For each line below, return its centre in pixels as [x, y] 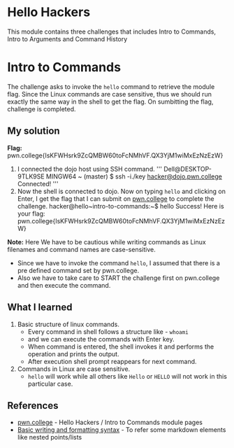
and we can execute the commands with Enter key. [101, 339]
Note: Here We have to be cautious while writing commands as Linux [107, 241]
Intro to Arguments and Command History [67, 38]
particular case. [50, 384]
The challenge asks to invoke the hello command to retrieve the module [111, 86]
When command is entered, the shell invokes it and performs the [121, 346]
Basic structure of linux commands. [68, 324]
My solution [34, 131]
